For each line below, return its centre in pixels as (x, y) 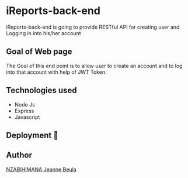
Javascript (27, 117)
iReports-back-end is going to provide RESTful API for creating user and (93, 27)
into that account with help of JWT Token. (56, 72)
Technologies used (41, 90)
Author (19, 155)
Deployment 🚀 (32, 135)
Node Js (25, 104)
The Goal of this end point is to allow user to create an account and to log (94, 66)
